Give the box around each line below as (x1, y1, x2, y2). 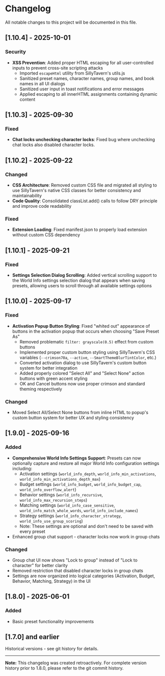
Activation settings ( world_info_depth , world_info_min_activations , (19, 471, 156, 477)
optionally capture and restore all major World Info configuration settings (12, 460, 160, 466)
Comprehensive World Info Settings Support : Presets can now (12, 455, 141, 461)
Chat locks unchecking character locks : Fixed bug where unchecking (12, 137, 155, 143)
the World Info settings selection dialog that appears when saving (12, 277, 145, 283)
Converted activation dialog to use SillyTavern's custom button (19, 360, 146, 366)
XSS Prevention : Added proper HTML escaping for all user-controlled (12, 60, 154, 66)
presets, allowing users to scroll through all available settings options (12, 282, 152, 289)
